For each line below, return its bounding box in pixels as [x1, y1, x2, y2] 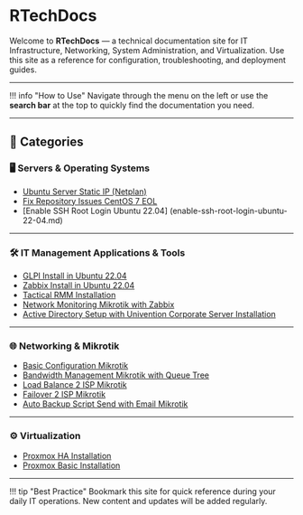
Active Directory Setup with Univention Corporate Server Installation [22, 308, 277, 319]
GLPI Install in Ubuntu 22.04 [22, 270, 128, 281]
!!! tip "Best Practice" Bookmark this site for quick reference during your [9, 485, 277, 497]
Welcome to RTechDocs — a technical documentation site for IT [9, 35, 248, 46]
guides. [9, 64, 38, 75]
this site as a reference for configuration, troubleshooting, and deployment [9, 54, 287, 65]
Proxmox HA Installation [22, 450, 112, 461]
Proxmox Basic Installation [22, 460, 121, 471]
